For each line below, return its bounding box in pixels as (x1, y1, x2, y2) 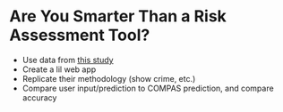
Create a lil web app (21, 64, 97, 75)
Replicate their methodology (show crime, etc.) (21, 73, 196, 84)
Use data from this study (21, 54, 114, 65)
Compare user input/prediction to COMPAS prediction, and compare (21, 83, 275, 93)
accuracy (21, 92, 57, 103)
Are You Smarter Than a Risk (9, 6, 227, 27)
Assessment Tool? (9, 25, 150, 45)
